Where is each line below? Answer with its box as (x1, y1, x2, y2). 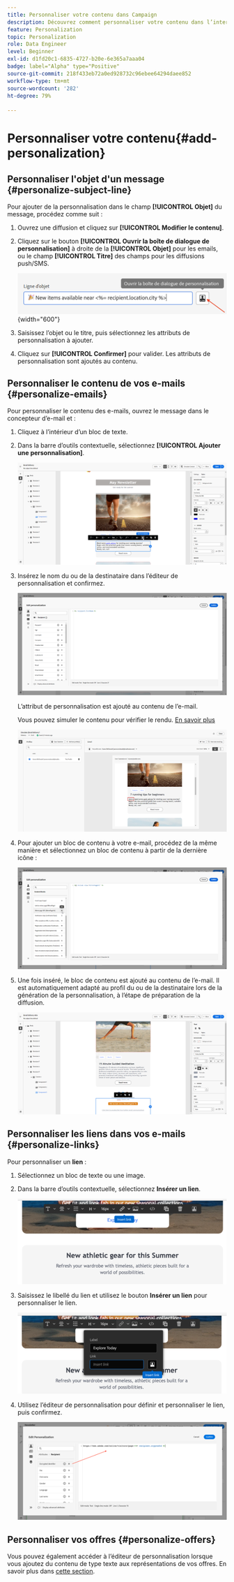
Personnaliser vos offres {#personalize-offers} (7, 1533, 216, 1546)
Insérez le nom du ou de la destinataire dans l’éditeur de (17, 571, 179, 579)
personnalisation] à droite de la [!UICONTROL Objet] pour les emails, (17, 244, 218, 253)
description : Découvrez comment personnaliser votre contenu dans (7, 18, 204, 26)
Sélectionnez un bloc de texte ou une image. (17, 1171, 146, 1179)
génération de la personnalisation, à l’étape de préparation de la (17, 991, 201, 999)
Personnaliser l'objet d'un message (7, 173, 165, 185)
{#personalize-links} (7, 1139, 100, 1151)
